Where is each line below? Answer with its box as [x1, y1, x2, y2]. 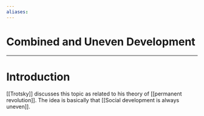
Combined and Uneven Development [6, 34, 195, 48]
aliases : [6, 8, 29, 15]
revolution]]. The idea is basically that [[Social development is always [6, 96, 180, 103]
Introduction [6, 70, 70, 83]
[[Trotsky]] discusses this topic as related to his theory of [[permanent [6, 90, 182, 97]
